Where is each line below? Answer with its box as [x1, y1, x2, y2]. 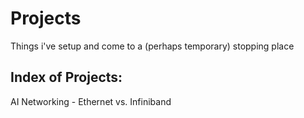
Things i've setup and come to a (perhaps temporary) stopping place [10, 40, 295, 52]
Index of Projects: [10, 69, 123, 86]
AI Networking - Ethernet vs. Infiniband [10, 95, 172, 107]
